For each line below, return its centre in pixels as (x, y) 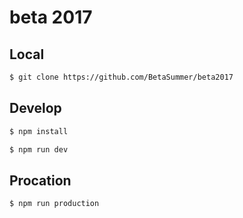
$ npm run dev (39, 149)
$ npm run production (54, 204)
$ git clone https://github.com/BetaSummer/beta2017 (121, 77)
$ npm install (39, 131)
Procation (40, 180)
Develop (35, 108)
